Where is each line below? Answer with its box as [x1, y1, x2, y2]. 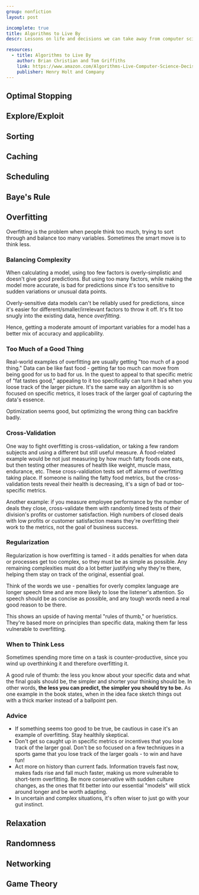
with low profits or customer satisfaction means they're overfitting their [6, 517, 179, 524]
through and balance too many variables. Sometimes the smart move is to [6, 234, 186, 241]
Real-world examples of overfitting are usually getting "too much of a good [6, 358, 189, 366]
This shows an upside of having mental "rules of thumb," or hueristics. [6, 613, 178, 620]
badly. [6, 414, 21, 421]
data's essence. [6, 396, 46, 403]
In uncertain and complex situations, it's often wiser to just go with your [14, 794, 190, 802]
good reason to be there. [6, 601, 67, 608]
